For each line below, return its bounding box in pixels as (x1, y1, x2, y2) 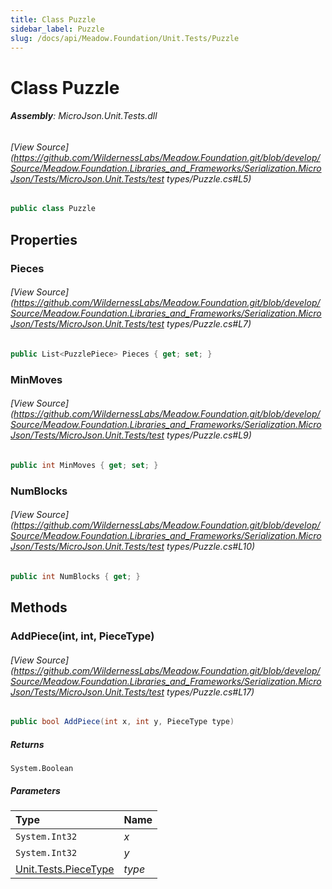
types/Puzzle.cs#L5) (166, 172, 252, 185)
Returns (10, 738, 45, 750)
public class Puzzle (10, 204, 97, 214)
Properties (10, 231, 78, 248)
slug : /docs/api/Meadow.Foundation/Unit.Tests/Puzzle (10, 33, 240, 43)
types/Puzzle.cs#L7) (166, 318, 252, 330)
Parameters (10, 784, 61, 796)
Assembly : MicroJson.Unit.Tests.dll (10, 110, 158, 122)
